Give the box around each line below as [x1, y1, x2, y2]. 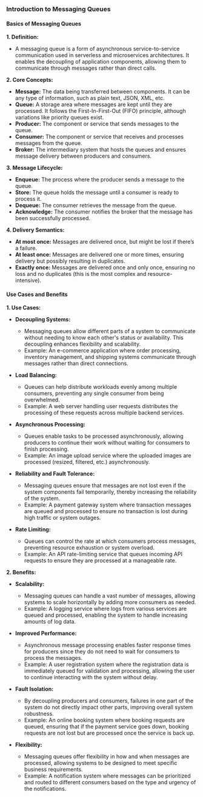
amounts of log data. [24, 618, 76, 625]
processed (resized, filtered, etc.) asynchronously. [24, 459, 150, 466]
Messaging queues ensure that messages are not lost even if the [24, 482, 186, 489]
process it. [15, 195, 42, 203]
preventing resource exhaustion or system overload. [24, 544, 155, 551]
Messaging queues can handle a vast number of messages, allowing [24, 592, 196, 599]
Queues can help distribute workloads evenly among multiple [24, 383, 178, 391]
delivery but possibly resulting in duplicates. [15, 257, 125, 265]
